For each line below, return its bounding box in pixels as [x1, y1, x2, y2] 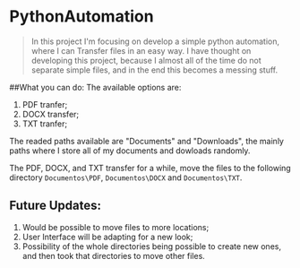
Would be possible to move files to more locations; [21, 221, 210, 232]
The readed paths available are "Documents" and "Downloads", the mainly [9, 135, 285, 146]
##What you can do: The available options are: [9, 82, 182, 92]
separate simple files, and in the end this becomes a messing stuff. [30, 65, 279, 75]
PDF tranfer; [21, 99, 68, 109]
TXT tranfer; [21, 118, 68, 129]
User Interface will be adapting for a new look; [21, 231, 193, 242]
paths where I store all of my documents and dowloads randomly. [9, 145, 251, 156]
